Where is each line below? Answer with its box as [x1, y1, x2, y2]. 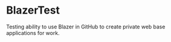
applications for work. [6, 29, 60, 36]
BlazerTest [6, 4, 60, 17]
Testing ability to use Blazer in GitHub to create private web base [6, 23, 166, 30]
